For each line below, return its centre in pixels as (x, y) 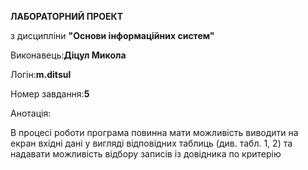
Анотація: (31, 113)
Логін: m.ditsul (41, 74)
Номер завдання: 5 (50, 94)
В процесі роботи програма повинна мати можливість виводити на (154, 132)
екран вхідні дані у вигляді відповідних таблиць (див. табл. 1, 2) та (151, 143)
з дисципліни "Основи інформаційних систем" (112, 35)
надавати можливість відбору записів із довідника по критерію (146, 154)
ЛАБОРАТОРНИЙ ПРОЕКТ (67, 16)
